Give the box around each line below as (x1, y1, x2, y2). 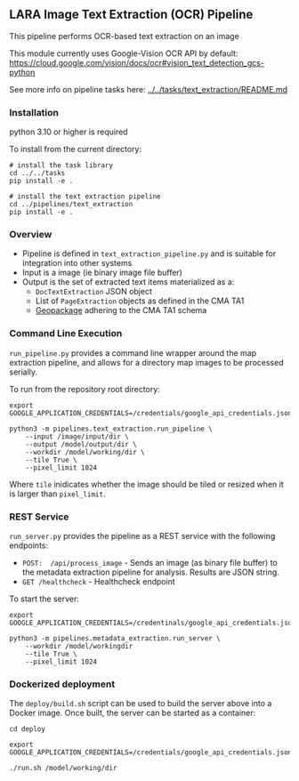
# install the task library (9, 161, 114, 170)
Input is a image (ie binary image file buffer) (21, 267, 182, 278)
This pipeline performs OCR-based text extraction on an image (9, 30, 240, 41)
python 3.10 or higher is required (9, 126, 128, 137)
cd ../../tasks (9, 169, 66, 178)
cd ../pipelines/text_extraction (9, 200, 133, 209)
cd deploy (9, 725, 46, 734)
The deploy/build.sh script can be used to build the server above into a (9, 698, 272, 709)
